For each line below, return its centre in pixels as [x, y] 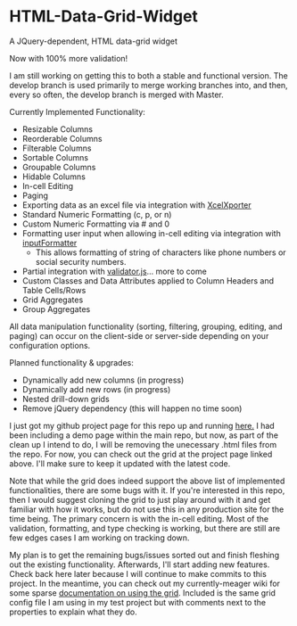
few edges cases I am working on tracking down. [99, 538]
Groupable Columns [59, 167]
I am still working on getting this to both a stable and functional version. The [148, 75]
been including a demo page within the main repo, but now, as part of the [144, 435]
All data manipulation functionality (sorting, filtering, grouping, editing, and [146, 326]
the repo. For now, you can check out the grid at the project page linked [141, 454]
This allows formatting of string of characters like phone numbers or [161, 252]
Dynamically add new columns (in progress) [103, 380]
